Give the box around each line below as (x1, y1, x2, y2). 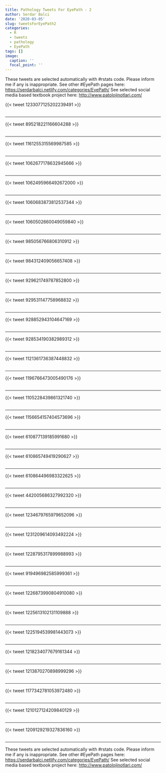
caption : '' (9, 58, 35, 63)
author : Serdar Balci (5, 12, 50, 17)
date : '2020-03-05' (5, 16, 45, 21)
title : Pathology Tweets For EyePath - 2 (5, 7, 92, 12)
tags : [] (5, 49, 23, 54)
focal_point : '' (9, 63, 43, 67)
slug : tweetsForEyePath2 (5, 21, 56, 26)
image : (5, 53, 19, 59)
